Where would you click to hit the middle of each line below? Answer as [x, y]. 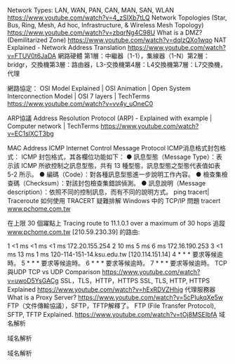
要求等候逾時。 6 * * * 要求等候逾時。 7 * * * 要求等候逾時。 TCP [134, 263]
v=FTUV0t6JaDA [32, 56]
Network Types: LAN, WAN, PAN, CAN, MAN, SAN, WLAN [90, 10]
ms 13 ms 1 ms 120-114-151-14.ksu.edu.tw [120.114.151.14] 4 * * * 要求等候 [112, 254]
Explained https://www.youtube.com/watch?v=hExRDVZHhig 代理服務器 [112, 290]
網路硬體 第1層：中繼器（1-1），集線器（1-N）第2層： [134, 56]
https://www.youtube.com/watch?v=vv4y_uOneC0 [80, 104]
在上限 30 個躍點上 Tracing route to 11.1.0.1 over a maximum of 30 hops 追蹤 [116, 223]
